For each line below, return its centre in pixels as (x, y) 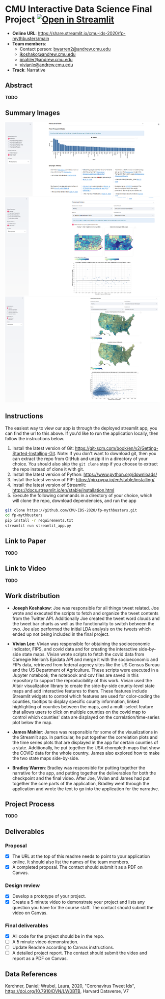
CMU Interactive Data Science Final (79, 9)
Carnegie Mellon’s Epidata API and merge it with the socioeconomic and (85, 659)
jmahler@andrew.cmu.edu (46, 59)
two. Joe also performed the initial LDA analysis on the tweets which (82, 629)
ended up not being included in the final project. (61, 634)
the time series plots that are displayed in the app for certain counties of (85, 742)
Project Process (30, 804)
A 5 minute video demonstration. (45, 942)
